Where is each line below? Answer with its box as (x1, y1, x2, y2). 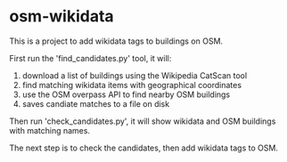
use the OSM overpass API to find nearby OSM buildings (21, 89, 231, 100)
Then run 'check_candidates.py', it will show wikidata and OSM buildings (9, 116, 276, 126)
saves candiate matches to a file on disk (21, 98, 170, 109)
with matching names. (9, 125, 91, 135)
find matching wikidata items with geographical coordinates (21, 79, 242, 90)
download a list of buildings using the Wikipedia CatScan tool (21, 69, 248, 81)
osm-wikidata (9, 6, 114, 27)
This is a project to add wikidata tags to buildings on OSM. (9, 36, 224, 46)
